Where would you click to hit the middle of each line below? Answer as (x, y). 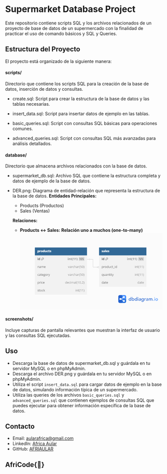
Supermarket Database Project (70, 9)
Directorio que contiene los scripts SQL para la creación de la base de (77, 84)
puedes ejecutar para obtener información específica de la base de (82, 405)
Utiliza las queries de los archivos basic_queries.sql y (68, 395)
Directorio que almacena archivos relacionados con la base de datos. (76, 166)
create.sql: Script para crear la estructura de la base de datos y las (81, 99)
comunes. (23, 129)
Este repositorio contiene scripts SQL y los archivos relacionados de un (79, 23)
